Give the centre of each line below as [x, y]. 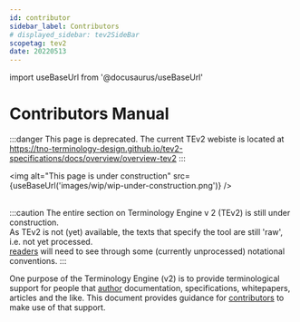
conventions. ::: [38, 261]
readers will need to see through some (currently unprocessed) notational [147, 251]
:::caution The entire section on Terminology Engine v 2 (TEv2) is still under [150, 213]
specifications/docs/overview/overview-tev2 [93, 159]
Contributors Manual [89, 114]
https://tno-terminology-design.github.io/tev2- [96, 149]
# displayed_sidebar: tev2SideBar [75, 34]
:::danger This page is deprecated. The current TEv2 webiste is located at [147, 139]
